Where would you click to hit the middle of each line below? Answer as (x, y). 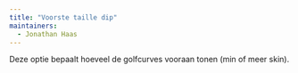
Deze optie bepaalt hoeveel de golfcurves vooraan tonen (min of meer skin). (149, 60)
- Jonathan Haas (47, 34)
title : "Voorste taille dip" (63, 17)
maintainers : (33, 26)
